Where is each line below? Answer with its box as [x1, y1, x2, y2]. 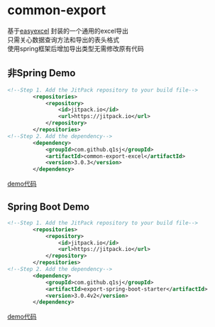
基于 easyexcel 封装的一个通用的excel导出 [7, 26, 129, 35]
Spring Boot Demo [7, 200, 90, 213]
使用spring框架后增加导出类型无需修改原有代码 [7, 44, 144, 53]
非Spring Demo [7, 67, 76, 80]
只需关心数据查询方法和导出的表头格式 [7, 35, 119, 44]
